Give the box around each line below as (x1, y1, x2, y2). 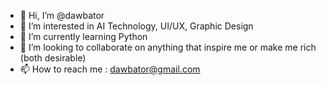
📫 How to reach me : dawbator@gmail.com (19, 63, 201, 75)
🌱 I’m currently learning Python (19, 31, 148, 42)
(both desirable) (19, 52, 87, 64)
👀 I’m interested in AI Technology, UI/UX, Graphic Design (19, 20, 254, 32)
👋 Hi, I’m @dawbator (19, 10, 105, 21)
